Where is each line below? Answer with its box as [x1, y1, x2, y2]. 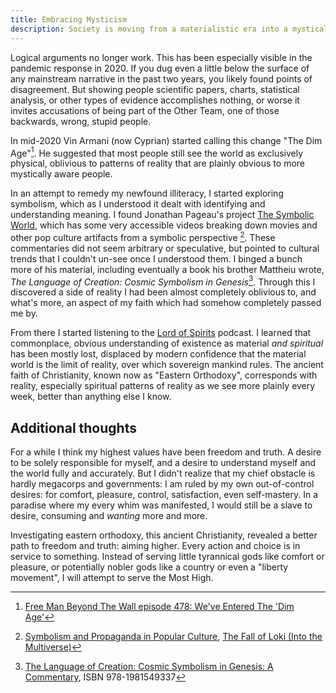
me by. [10, 307, 38, 320]
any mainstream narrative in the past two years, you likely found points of [10, 72, 313, 85]
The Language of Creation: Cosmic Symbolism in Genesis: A [24, 661, 274, 673]
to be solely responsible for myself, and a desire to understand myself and [10, 457, 317, 469]
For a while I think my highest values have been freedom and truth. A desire [10, 446, 322, 458]
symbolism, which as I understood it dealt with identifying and [10, 198, 266, 210]
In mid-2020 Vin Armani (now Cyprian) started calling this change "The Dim [10, 134, 323, 146]
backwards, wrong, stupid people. [10, 115, 152, 127]
